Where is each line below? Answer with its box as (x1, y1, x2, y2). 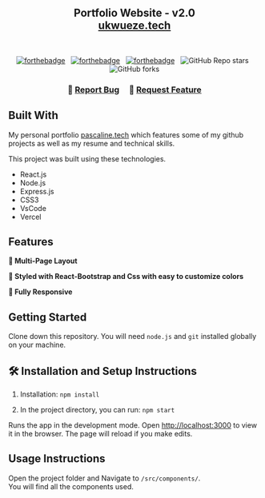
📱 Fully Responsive (8, 287, 73, 297)
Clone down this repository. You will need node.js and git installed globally (8, 332, 257, 341)
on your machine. (8, 340, 66, 350)
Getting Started (8, 310, 87, 324)
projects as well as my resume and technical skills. (8, 138, 175, 148)
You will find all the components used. (8, 481, 135, 491)
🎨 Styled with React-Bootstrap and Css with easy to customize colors (8, 272, 244, 281)
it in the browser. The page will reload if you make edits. (8, 428, 193, 438)
